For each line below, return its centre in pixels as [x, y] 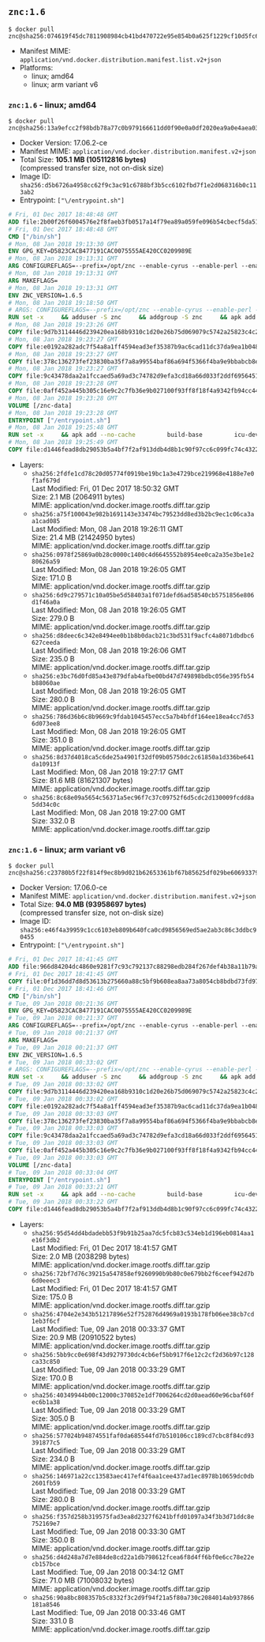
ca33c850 [46, 1361]
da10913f [46, 764]
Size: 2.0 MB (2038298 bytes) [80, 1256]
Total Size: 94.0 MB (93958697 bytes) [83, 905]
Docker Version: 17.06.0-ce [63, 887]
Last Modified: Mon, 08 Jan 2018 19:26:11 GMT [107, 529]
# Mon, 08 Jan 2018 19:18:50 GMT [63, 303]
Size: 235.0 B [53, 658]
